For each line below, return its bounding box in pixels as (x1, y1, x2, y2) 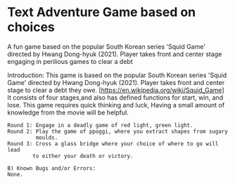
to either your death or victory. (32, 152, 134, 159)
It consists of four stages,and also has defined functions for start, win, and (7, 93, 224, 102)
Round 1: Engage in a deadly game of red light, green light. (7, 121, 193, 129)
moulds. (35, 134, 58, 141)
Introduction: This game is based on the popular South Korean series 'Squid (7, 71, 227, 79)
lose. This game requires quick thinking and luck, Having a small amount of (7, 100, 225, 109)
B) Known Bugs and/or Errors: (7, 164, 96, 172)
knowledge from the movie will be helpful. (7, 108, 129, 117)
